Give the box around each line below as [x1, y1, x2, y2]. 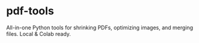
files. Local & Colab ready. [6, 30, 71, 37]
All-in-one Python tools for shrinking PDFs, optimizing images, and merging [6, 24, 194, 31]
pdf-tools [6, 4, 54, 18]
